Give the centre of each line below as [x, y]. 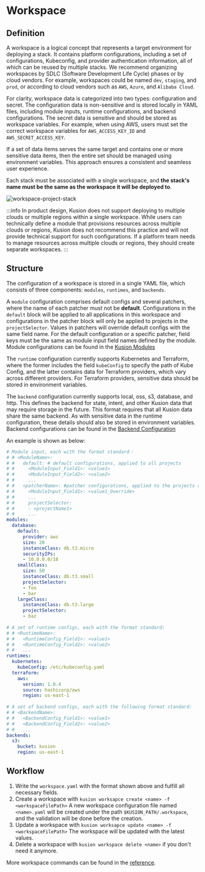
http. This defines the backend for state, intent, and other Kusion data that [99, 402]
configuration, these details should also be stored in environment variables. [101, 422]
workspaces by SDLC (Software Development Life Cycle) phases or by [95, 73]
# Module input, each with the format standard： [70, 452]
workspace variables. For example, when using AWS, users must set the [97, 124]
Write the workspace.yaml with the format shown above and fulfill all [100, 786]
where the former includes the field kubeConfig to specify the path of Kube [100, 365]
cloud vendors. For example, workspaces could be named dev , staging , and [102, 80]
